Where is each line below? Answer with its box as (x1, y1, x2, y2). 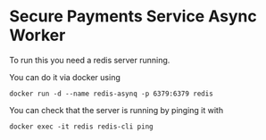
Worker (9, 25, 66, 45)
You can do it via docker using (9, 71, 121, 82)
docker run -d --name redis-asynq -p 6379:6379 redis (9, 89, 214, 98)
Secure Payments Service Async (9, 6, 257, 27)
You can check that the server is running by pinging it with (9, 104, 224, 115)
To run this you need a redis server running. (9, 54, 170, 65)
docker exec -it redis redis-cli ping (9, 122, 154, 131)
